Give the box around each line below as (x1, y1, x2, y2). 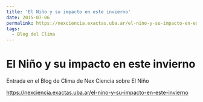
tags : (6, 25, 20, 32)
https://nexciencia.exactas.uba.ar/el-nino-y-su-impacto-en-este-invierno (6, 89, 189, 97)
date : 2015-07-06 (6, 14, 50, 21)
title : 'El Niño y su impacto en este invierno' (6, 8, 131, 15)
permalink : (6, 20, 34, 26)
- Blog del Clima (11, 31, 56, 37)
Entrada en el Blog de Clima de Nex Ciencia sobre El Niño (6, 77, 149, 84)
